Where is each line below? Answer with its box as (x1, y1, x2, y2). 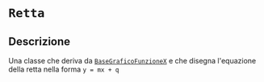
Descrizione (8, 35, 71, 48)
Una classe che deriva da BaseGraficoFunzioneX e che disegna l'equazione (8, 56, 257, 65)
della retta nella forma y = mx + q (8, 64, 119, 74)
